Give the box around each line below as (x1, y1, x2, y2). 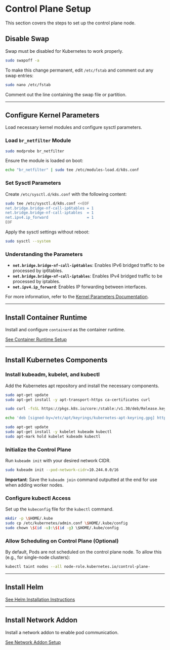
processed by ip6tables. (12, 267, 63, 274)
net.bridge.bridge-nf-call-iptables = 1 (5, 210, 94, 216)
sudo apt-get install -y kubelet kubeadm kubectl (5, 429, 112, 434)
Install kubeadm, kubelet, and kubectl (5, 371, 100, 378)
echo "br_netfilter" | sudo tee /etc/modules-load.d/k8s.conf (5, 167, 139, 173)
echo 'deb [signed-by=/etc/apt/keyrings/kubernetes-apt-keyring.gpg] (5, 416, 155, 421)
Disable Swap (5, 35, 50, 43)
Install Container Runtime (5, 313, 88, 322)
